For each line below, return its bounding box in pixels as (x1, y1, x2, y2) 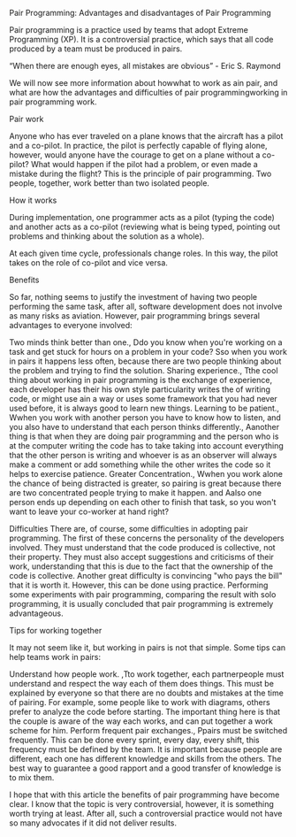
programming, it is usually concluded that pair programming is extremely (9, 599, 274, 609)
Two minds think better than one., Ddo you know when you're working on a (9, 337, 283, 348)
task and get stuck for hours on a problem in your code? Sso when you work (9, 347, 288, 357)
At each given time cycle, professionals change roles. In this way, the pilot (9, 248, 278, 258)
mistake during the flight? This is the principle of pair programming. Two (9, 168, 272, 179)
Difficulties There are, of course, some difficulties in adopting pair (9, 524, 249, 534)
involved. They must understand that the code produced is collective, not (9, 542, 276, 552)
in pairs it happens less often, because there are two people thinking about (9, 356, 282, 366)
